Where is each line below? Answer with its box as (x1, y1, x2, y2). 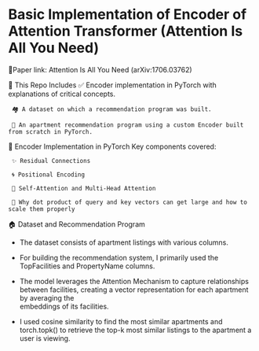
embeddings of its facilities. (19, 301, 109, 311)
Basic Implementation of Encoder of (8, 6, 247, 24)
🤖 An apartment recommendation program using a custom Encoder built (11, 120, 244, 129)
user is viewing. (19, 333, 71, 343)
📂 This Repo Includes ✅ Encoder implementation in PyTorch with (8, 80, 217, 90)
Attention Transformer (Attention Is (8, 22, 243, 40)
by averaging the (19, 293, 75, 302)
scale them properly (8, 205, 76, 213)
